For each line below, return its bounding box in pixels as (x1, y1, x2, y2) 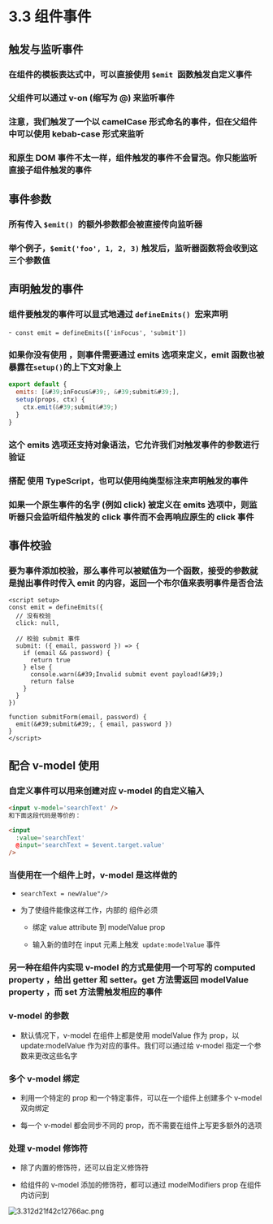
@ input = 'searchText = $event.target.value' (15, 841, 165, 849)
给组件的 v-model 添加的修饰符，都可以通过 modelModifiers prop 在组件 (19, 1180, 262, 1190)
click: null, (15, 619, 60, 627)
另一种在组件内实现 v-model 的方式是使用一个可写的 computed (8, 962, 256, 974)
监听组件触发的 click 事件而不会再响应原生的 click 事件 (41, 511, 254, 523)
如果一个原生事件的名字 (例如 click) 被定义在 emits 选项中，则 (8, 499, 249, 510)
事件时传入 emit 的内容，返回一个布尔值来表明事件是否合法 (33, 577, 263, 588)
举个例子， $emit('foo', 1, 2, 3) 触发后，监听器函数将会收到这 (8, 242, 258, 254)
